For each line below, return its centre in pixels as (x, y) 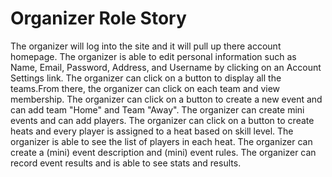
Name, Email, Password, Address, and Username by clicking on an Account (166, 67)
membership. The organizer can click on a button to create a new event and (166, 99)
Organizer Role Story (98, 18)
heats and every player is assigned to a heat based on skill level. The (152, 131)
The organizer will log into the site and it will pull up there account (146, 46)
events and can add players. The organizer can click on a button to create (162, 120)
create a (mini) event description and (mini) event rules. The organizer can (163, 152)
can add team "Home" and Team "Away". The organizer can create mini (157, 109)
